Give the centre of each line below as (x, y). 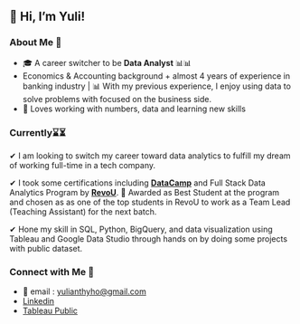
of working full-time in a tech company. (83, 165)
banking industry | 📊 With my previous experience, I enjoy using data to (157, 86)
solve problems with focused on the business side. (117, 99)
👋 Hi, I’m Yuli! (47, 17)
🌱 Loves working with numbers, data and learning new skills (134, 109)
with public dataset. (46, 248)
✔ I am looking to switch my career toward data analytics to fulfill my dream (150, 156)
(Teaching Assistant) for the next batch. (83, 211)
